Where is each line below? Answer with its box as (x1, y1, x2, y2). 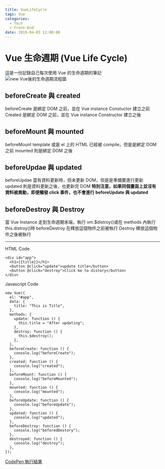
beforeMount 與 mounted (5, 128, 84, 136)
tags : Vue (5, 12, 26, 17)
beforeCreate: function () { (9, 346, 69, 351)
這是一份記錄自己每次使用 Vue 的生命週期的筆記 (5, 70, 102, 76)
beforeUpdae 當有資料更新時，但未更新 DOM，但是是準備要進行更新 (5, 177, 144, 183)
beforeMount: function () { (9, 372, 67, 377)
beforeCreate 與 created (5, 92, 81, 100)
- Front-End (9, 26, 34, 30)
